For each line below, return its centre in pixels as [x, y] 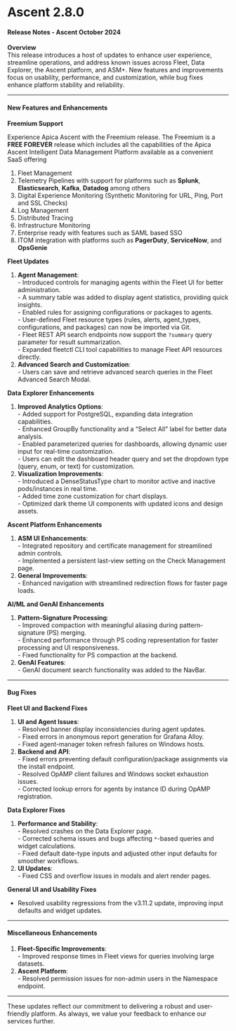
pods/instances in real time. [58, 488]
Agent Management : [48, 275]
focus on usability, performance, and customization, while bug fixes [105, 77]
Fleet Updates [28, 261]
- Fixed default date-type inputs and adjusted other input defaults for [117, 853]
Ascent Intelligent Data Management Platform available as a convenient [110, 152]
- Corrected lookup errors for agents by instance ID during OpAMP [114, 789]
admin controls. [40, 553]
